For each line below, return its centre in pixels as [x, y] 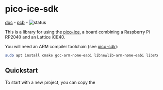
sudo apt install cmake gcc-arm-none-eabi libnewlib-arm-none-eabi [75, 55]
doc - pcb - [16, 22]
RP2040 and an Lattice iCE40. [35, 37]
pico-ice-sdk [32, 9]
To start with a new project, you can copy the [50, 82]
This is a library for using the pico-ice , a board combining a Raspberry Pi [78, 32]
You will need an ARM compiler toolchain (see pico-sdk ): [62, 46]
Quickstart [22, 71]
